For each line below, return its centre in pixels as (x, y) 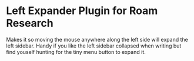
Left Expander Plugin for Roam (82, 11)
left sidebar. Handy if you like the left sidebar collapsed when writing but (94, 46)
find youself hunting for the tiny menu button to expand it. (76, 52)
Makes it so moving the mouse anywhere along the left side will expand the (97, 39)
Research (30, 23)
